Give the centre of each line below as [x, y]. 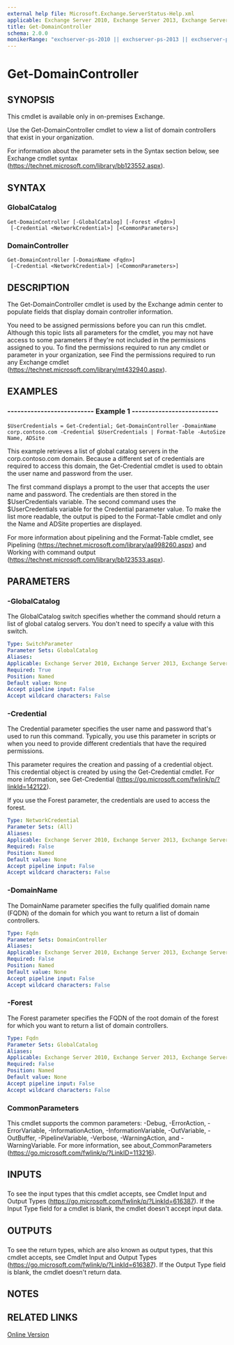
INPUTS [24, 1175]
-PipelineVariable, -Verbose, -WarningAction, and [109, 1138]
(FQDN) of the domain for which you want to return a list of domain [103, 913]
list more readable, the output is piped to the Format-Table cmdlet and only [115, 516]
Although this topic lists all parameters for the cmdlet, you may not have [110, 333]
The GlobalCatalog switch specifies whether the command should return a [114, 616]
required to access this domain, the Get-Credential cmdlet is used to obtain [115, 466]
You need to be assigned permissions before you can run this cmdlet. [107, 325]
